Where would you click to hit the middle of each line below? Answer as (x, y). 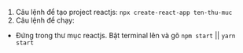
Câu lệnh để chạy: (45, 20)
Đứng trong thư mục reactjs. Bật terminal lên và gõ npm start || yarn (125, 35)
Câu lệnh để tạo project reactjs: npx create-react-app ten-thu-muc (124, 12)
